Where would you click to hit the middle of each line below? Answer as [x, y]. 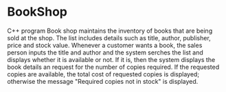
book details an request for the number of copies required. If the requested [113, 67]
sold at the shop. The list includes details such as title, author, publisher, [109, 37]
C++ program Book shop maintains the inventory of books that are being [110, 31]
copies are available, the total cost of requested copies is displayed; [103, 74]
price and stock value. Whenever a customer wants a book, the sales [105, 45]
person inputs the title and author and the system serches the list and [105, 52]
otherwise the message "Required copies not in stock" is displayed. [103, 81]
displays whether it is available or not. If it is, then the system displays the [111, 59]
